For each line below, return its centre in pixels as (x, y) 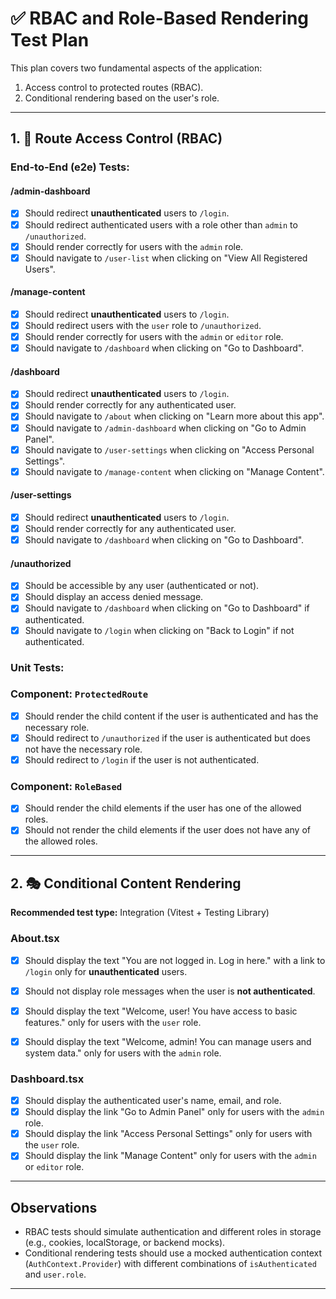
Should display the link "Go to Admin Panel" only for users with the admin (174, 1112)
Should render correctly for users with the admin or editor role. (154, 337)
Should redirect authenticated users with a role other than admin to (161, 224)
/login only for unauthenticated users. (106, 971)
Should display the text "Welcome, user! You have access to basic (161, 1011)
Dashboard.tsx (47, 1079)
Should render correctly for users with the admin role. (134, 246)
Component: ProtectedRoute (79, 694)
